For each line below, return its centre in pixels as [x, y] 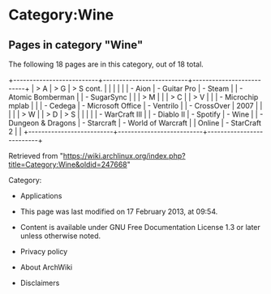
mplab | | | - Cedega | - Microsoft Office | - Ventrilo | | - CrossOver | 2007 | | [135, 106]
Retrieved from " [36, 156]
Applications [41, 196]
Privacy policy [44, 251]
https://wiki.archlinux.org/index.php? [124, 156]
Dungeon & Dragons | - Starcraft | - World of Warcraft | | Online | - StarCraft [135, 123]
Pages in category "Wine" [76, 45]
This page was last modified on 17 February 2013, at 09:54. [119, 211]
